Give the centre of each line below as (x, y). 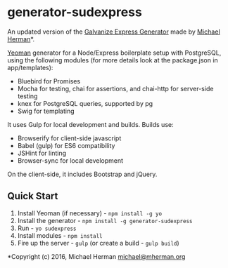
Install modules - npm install (60, 235)
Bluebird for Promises (49, 81)
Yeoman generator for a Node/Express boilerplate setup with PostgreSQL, (114, 53)
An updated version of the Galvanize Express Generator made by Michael (114, 32)
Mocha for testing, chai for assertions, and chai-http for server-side (115, 88)
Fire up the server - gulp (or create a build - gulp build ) (98, 243)
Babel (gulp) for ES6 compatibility (66, 145)
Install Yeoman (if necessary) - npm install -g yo (90, 213)
